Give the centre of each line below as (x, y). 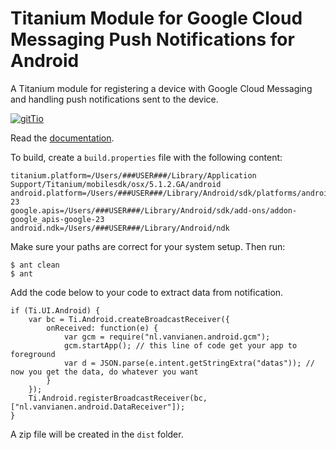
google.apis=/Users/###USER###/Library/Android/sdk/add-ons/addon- (154, 210)
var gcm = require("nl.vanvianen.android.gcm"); (167, 337)
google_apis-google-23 (57, 219)
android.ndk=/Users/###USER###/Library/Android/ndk (120, 228)
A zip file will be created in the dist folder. (97, 434)
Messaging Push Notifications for (152, 39)
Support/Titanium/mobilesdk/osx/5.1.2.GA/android (116, 184)
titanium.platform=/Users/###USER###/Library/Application (133, 175)
